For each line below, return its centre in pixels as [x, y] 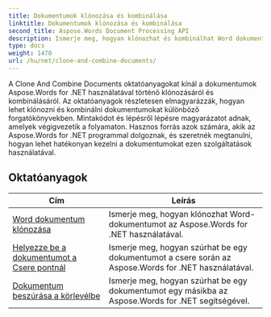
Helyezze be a [40, 247]
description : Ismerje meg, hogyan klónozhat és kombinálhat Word [120, 38]
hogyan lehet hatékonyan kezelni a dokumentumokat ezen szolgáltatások [130, 144]
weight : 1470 [30, 53]
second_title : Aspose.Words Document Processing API [99, 31]
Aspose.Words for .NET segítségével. [179, 301]
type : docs [27, 46]
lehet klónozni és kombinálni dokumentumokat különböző [104, 109]
